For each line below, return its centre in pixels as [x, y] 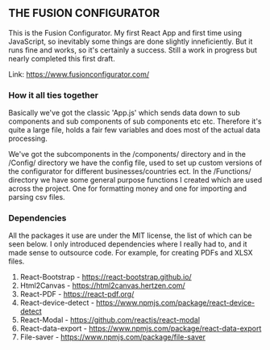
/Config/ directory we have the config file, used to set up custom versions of [135, 163]
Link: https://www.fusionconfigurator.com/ [79, 74]
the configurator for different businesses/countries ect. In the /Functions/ [130, 171]
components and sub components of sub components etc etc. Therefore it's [135, 121]
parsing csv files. [37, 197]
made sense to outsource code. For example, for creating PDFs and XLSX [131, 253]
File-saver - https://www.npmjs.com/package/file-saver [112, 337]
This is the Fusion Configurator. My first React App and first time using [125, 32]
